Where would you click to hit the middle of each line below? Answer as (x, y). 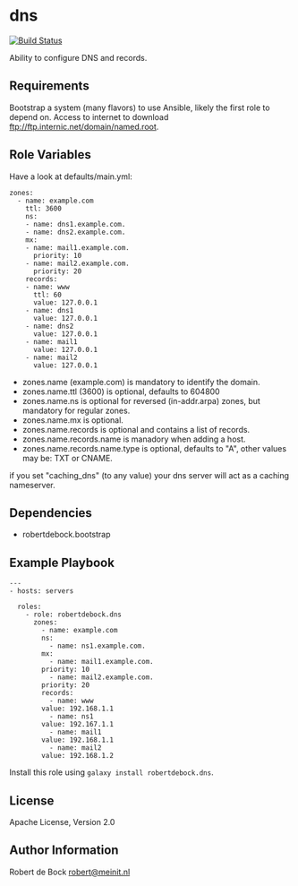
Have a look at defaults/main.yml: (71, 176)
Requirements (49, 86)
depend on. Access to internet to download (89, 116)
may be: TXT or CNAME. (68, 458)
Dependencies (51, 513)
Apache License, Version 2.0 (62, 822)
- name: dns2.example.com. (76, 232)
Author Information (64, 851)
